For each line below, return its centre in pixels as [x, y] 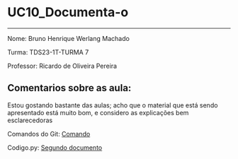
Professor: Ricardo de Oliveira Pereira [62, 66]
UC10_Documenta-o [68, 12]
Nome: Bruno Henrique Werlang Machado [68, 38]
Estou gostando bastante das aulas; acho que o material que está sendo [113, 105]
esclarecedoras [30, 120]
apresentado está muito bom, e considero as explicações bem [98, 112]
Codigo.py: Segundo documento [55, 147]
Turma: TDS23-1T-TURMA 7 [48, 52]
